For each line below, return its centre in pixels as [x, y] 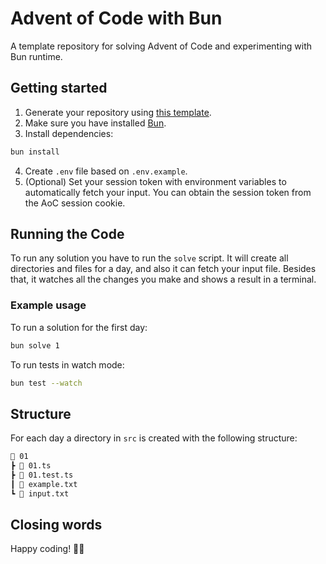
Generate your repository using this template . [118, 112]
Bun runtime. [36, 56]
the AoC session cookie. [75, 203]
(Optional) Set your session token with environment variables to [155, 181]
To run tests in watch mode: [67, 364]
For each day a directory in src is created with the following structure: [154, 438]
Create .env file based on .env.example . [106, 171]
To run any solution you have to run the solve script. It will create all [149, 258]
